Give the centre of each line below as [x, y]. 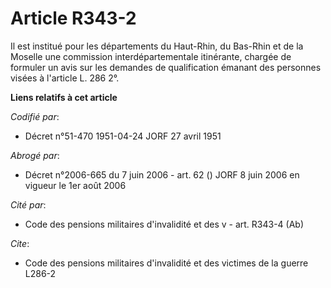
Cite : [20, 243]
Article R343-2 [73, 18]
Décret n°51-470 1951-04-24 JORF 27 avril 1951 [123, 136]
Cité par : [28, 204]
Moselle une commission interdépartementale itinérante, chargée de [151, 56]
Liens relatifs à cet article [64, 97]
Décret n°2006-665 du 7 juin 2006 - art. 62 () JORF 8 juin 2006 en [162, 174]
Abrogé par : [35, 155]
